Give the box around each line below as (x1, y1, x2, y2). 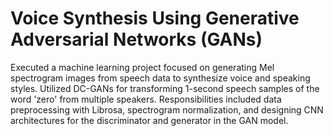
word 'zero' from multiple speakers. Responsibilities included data (10, 93, 282, 105)
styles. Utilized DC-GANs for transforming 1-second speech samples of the (10, 82, 320, 94)
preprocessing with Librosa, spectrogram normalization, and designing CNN (10, 103, 324, 116)
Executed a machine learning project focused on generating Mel (10, 61, 275, 73)
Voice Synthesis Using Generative (10, 7, 300, 30)
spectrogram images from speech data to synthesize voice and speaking (10, 72, 311, 84)
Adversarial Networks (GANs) (10, 28, 263, 51)
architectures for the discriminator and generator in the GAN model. (10, 114, 289, 126)
